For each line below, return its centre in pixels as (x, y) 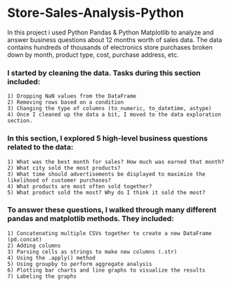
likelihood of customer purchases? (59, 180)
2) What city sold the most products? (64, 168)
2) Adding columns (34, 246)
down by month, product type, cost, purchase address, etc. (93, 55)
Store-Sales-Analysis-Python (95, 13)
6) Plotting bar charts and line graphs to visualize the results (106, 270)
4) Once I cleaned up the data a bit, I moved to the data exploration (114, 115)
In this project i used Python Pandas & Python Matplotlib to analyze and (111, 32)
